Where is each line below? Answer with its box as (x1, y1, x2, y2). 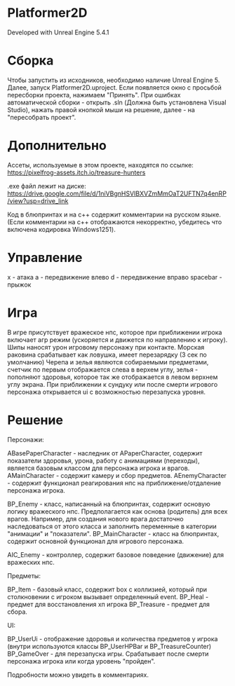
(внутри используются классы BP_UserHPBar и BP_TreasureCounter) (7, 642, 212, 650)
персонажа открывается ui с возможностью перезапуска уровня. (7, 387, 206, 396)
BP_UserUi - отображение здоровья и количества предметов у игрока (7, 634, 218, 643)
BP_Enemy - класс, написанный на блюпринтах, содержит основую (7, 500, 210, 508)
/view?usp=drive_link (7, 196, 69, 205)
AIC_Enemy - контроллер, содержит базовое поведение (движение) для (7, 550, 224, 558)
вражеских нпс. (7, 558, 55, 566)
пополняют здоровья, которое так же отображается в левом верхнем (7, 373, 218, 381)
